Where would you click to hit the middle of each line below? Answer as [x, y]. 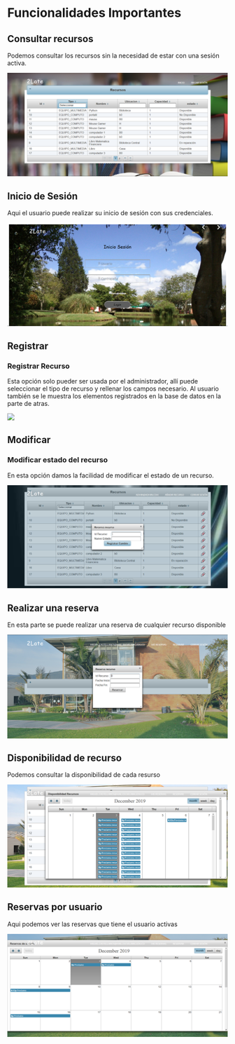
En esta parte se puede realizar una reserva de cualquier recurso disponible [116, 625]
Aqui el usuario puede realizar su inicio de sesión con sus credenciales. [110, 213]
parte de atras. [29, 404]
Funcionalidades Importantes [94, 13]
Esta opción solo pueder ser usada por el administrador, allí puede [102, 381]
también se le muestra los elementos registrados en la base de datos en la [114, 396]
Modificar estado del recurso [58, 460]
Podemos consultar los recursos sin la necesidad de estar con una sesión [113, 55]
